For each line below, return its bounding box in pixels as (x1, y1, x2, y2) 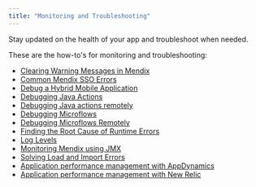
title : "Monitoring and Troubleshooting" (8, 11, 151, 20)
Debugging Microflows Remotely (20, 117, 130, 127)
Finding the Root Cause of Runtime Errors (20, 126, 160, 136)
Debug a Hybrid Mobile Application (20, 83, 138, 93)
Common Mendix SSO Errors (20, 74, 117, 84)
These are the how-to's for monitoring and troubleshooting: (8, 50, 207, 59)
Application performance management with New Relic (20, 169, 202, 179)
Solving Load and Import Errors (20, 152, 126, 162)
